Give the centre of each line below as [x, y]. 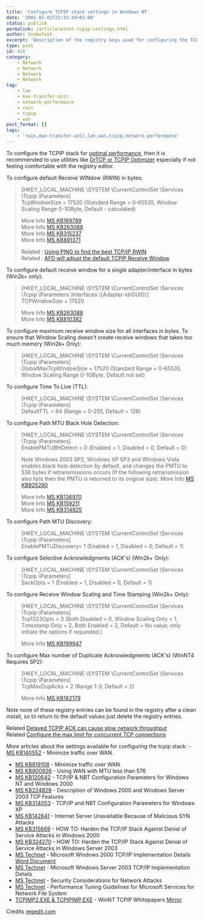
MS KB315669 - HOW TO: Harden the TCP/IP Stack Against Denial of [101, 829]
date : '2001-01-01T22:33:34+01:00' [51, 18]
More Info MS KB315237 [51, 233]
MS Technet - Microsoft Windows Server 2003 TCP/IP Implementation [102, 867]
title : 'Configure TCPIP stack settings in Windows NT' [78, 12]
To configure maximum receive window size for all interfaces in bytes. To [97, 330]
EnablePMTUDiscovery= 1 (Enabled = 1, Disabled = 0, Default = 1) [102, 546]
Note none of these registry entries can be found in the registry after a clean [101, 709]
